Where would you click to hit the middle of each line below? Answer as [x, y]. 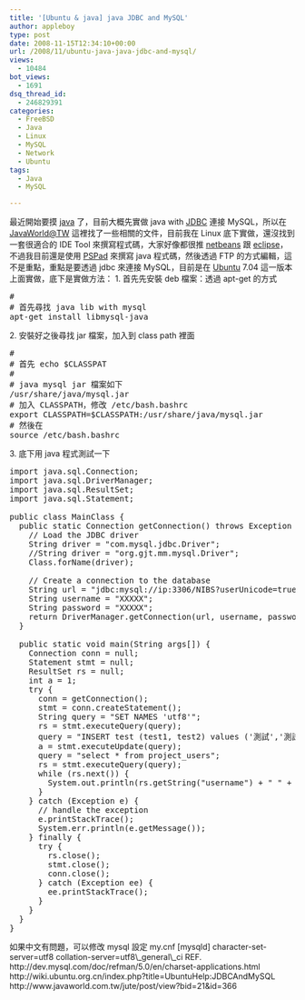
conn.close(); [79, 874]
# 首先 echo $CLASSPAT [58, 364]
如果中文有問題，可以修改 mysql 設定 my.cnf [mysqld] [110, 947]
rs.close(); [74, 856]
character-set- [240, 947]
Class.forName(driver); [81, 563]
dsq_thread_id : [38, 94]
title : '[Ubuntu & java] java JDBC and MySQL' [99, 18]
